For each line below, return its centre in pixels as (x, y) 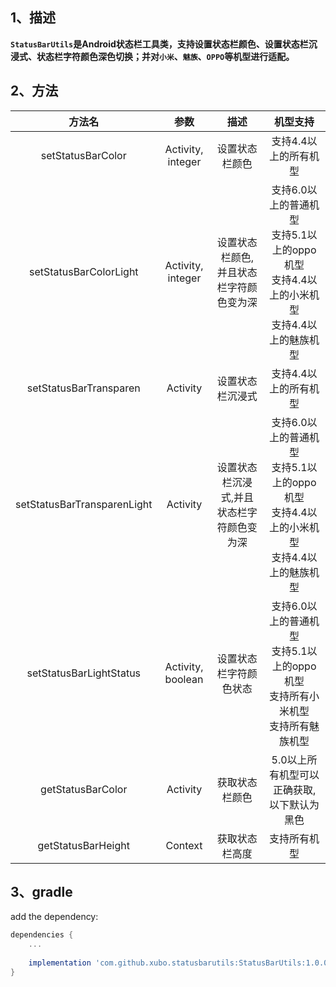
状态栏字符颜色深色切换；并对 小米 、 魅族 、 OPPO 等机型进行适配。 (165, 56)
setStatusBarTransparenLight (84, 504)
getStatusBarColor (84, 789)
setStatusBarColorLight (83, 271)
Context (184, 845)
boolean (184, 679)
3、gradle (41, 892)
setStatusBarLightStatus (84, 673)
